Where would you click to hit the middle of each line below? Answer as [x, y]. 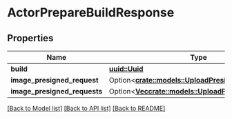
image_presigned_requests [57, 91]
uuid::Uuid [126, 69]
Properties [30, 38]
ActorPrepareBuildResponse [91, 13]
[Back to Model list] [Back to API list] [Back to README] [86, 108]
